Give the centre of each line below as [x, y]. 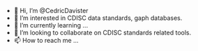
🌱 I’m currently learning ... [51, 25]
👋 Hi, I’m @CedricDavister [51, 11]
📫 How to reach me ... [46, 40]
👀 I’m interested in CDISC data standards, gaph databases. [98, 18]
